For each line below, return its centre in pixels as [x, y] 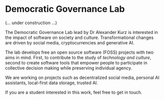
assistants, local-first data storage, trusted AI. [52, 83]
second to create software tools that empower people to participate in [76, 63]
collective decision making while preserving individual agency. [69, 68]
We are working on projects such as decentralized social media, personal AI [82, 77]
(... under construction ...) [31, 23]
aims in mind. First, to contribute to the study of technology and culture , [78, 57]
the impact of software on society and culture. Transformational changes [80, 37]
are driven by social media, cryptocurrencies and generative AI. [70, 42]
